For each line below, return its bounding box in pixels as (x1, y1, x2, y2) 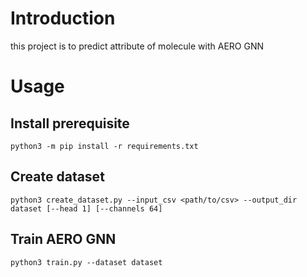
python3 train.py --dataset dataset (10, 257, 163, 267)
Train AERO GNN (10, 231, 117, 248)
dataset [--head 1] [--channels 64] (10, 203, 163, 214)
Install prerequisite (10, 115, 130, 132)
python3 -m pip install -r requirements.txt (10, 141, 199, 151)
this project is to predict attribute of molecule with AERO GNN (10, 40, 265, 52)
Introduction (10, 7, 116, 30)
